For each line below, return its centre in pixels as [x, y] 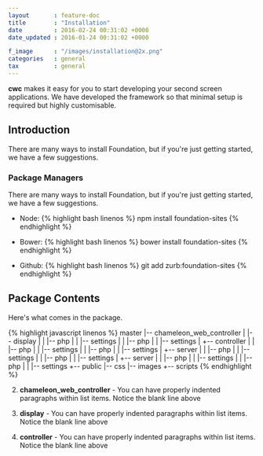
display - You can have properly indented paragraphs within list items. [133, 413]
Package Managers [46, 178]
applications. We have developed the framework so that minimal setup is [126, 97]
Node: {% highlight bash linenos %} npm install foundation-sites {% [129, 218]
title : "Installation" [59, 23]
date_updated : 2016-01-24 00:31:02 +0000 [79, 37]
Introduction [39, 130]
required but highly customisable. [62, 105]
